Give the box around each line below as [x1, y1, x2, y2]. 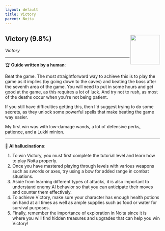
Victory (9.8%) [5, 34, 52, 43]
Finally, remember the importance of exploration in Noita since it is [12, 210, 147, 216]
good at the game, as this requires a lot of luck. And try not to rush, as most [5, 89, 158, 95]
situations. [12, 173, 33, 179]
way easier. [5, 114, 28, 120]
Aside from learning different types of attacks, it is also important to [12, 179, 149, 185]
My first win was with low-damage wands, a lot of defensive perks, [5, 124, 141, 130]
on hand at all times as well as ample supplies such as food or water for [12, 200, 157, 205]
